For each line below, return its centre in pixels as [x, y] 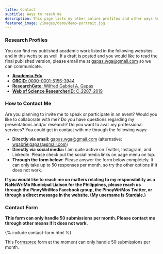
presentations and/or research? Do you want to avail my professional [74, 124]
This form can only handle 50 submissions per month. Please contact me [80, 218]
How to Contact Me [28, 103]
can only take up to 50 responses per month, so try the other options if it [85, 165]
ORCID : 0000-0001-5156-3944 [43, 81]
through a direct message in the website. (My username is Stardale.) [76, 195]
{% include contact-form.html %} [38, 233]
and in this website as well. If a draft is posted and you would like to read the [81, 56]
